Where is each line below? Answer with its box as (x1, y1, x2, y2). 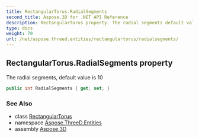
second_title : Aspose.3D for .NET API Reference (6, 14, 129, 20)
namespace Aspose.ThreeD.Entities (14, 119, 102, 126)
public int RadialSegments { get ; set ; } (6, 85, 110, 91)
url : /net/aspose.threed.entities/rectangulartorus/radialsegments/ (6, 36, 179, 42)
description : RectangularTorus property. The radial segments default (6, 20, 184, 25)
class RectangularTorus (14, 113, 72, 120)
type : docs (6, 25, 33, 31)
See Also (6, 99, 33, 107)
